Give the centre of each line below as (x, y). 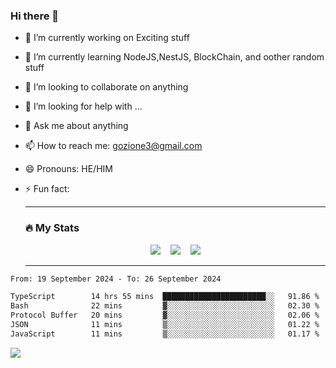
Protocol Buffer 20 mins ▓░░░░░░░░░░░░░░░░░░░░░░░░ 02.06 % (165, 315)
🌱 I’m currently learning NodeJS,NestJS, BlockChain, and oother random (174, 57)
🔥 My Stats (52, 228)
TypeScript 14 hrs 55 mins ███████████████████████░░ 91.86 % (165, 297)
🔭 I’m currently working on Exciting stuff (107, 38)
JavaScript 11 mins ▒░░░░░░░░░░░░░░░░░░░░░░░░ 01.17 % (165, 334)
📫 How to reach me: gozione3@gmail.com (113, 146)
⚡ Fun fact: (47, 189)
